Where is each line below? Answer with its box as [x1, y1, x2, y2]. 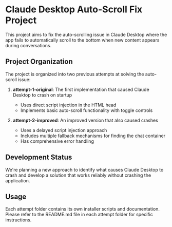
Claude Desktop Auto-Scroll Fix [5, 4, 143, 15]
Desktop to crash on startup [12, 91, 72, 98]
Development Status [5, 153, 72, 162]
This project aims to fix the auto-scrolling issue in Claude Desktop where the [5, 31, 167, 37]
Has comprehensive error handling [20, 138, 94, 144]
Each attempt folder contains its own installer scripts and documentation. [5, 206, 160, 212]
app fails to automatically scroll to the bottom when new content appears [5, 37, 160, 43]
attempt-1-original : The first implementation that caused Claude [12, 86, 150, 92]
